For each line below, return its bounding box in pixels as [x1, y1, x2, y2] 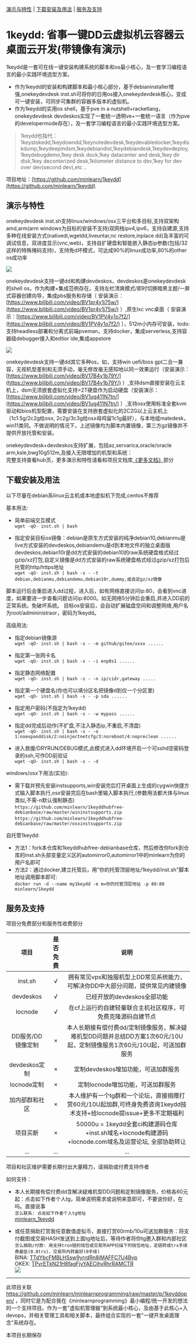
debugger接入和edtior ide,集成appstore [16, 335, 111, 342]
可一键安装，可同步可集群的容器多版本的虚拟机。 [14, 98, 132, 105]
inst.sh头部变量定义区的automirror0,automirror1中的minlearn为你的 [24, 851, 185, 858]
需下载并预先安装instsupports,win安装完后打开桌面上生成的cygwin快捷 [14, 781, 184, 789]
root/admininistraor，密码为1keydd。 [10, 609, 100, 616]
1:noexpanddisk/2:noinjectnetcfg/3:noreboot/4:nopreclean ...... [14, 733, 177, 739]
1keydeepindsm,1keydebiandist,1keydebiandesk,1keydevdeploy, [37, 145, 190, 152]
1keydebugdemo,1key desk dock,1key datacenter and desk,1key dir [20, 151, 180, 158]
